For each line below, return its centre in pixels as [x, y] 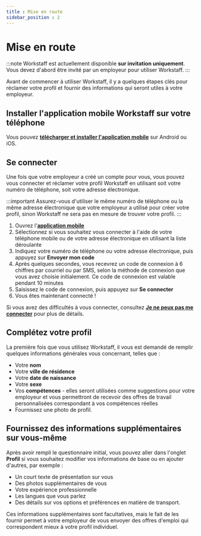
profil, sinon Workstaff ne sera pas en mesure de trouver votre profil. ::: [94, 214]
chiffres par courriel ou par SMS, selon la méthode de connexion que [100, 270]
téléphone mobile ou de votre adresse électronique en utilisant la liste [100, 238]
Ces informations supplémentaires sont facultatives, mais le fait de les [93, 514]
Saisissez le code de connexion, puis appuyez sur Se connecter [94, 289]
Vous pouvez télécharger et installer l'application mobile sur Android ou [97, 137]
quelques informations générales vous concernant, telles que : [83, 353]
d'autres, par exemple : [35, 465]
